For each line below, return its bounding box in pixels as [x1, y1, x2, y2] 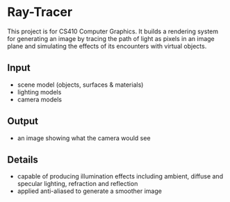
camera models [17, 95, 63, 103]
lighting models [17, 87, 62, 96]
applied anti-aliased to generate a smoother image [17, 187, 162, 195]
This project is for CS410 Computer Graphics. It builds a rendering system [7, 27, 219, 35]
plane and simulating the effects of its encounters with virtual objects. [7, 42, 207, 50]
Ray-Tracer [7, 4, 73, 20]
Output [7, 115, 38, 127]
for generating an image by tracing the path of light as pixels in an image [7, 34, 215, 42]
